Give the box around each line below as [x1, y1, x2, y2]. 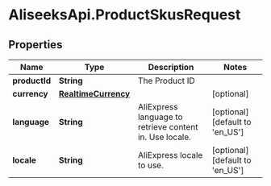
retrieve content [137, 122, 198, 132]
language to [137, 111, 183, 122]
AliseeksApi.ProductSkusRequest [8, 6, 241, 24]
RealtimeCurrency [58, 89, 131, 99]
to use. [137, 159, 164, 171]
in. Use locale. [137, 131, 192, 143]
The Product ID [137, 75, 195, 86]
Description [148, 62, 194, 72]
